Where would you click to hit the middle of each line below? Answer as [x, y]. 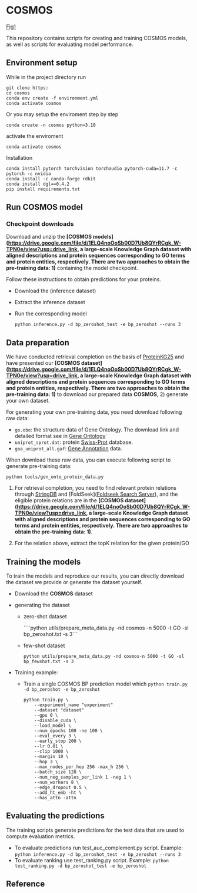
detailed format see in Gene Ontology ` [61, 436]
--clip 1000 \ [51, 752]
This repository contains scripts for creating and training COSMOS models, [97, 38]
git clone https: [27, 88]
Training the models [44, 561]
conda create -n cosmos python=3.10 [51, 125]
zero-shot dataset [45, 617]
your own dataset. [28, 401]
